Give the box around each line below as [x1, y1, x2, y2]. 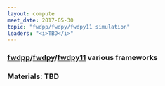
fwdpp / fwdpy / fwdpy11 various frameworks [7, 53, 158, 63]
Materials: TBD [7, 71, 60, 81]
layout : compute [7, 10, 55, 17]
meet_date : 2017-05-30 [7, 17, 74, 24]
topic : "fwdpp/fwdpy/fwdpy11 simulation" [7, 23, 131, 30]
